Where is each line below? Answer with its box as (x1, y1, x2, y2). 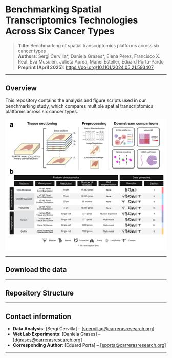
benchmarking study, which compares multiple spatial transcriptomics (5, 102, 154, 109)
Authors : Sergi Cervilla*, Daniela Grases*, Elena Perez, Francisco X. (17, 53, 161, 59)
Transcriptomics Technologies (5, 14, 138, 26)
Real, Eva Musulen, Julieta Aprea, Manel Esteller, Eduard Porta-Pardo (17, 58, 164, 65)
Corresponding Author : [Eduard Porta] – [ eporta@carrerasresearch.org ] (12, 342, 166, 348)
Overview (5, 83, 37, 93)
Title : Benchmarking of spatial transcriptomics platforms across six (17, 42, 160, 48)
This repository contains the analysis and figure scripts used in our (5, 97, 146, 103)
